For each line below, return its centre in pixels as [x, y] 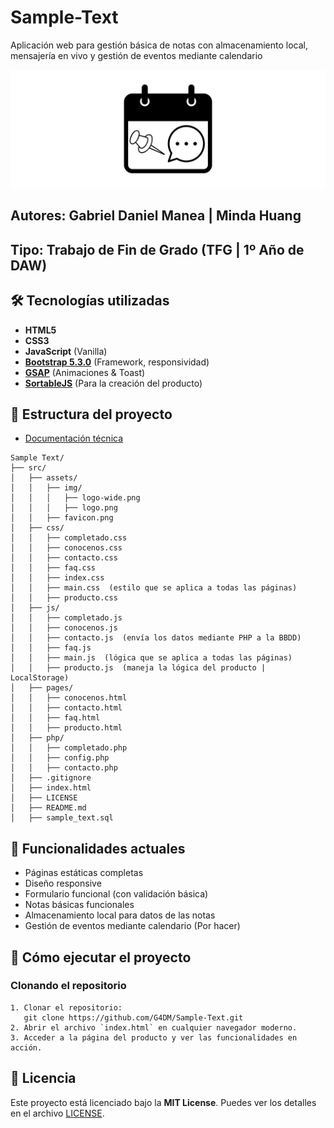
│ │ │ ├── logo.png [64, 508]
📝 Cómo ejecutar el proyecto [101, 957]
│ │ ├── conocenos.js [64, 628]
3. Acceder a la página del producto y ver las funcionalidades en [154, 1037]
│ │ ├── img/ [46, 488]
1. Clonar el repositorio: [66, 1007]
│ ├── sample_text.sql [62, 818]
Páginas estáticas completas [84, 873]
